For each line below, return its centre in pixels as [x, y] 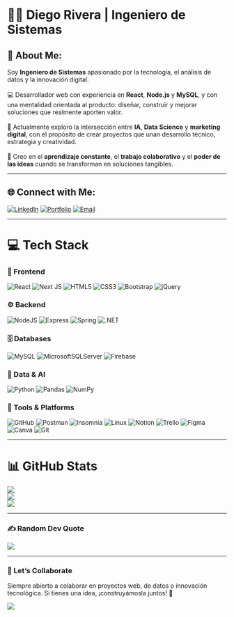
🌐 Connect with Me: [52, 193]
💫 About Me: [35, 55]
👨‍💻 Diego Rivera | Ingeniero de [96, 15]
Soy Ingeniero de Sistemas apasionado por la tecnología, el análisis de [109, 72]
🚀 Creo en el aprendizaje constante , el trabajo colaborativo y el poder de [114, 156]
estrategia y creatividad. [42, 142]
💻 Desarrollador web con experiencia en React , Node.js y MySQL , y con [112, 95]
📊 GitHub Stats [53, 466]
